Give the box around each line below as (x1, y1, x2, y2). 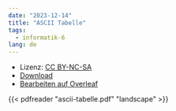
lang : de (8, 41, 37, 49)
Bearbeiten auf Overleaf (19, 80, 99, 89)
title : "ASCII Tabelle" (8, 19, 87, 27)
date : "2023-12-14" (8, 11, 73, 20)
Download (19, 71, 54, 80)
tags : (8, 26, 26, 34)
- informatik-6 (15, 33, 66, 42)
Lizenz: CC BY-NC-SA (19, 62, 92, 72)
